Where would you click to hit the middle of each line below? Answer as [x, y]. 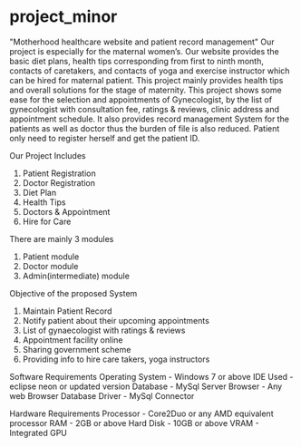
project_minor [63, 17]
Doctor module [50, 266]
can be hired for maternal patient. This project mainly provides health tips [146, 80]
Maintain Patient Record [67, 311]
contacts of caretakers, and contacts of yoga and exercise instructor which [150, 71]
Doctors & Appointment [66, 211]
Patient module [51, 257]
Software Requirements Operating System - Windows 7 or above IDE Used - [151, 376]
